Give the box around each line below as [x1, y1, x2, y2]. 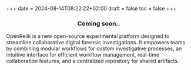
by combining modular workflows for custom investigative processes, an [6, 45, 182, 52]
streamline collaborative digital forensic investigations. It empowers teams [6, 39, 186, 46]
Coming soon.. [77, 19, 120, 27]
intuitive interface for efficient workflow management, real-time [6, 51, 160, 58]
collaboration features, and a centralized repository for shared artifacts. [6, 58, 179, 65]
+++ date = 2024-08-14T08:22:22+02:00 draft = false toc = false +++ [6, 5, 177, 12]
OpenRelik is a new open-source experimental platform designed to [6, 33, 170, 40]
